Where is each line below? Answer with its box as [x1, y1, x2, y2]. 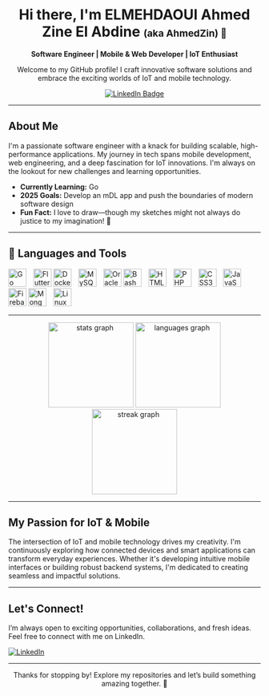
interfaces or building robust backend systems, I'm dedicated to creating [8, 563, 248, 573]
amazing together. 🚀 [101, 679, 168, 689]
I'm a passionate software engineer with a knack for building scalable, [8, 140, 239, 150]
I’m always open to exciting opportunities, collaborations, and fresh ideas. [8, 623, 252, 633]
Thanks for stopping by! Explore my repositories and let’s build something [13, 670, 256, 680]
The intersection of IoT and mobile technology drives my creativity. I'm [8, 537, 242, 547]
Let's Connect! [8, 601, 84, 615]
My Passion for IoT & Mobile [8, 516, 151, 529]
